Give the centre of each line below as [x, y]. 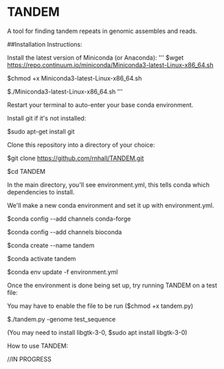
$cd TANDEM [26, 171]
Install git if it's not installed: [47, 118]
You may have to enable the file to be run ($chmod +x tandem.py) [100, 306]
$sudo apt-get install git [41, 131]
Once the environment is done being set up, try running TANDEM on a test [112, 285]
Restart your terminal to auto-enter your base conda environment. [100, 104]
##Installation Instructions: [45, 44]
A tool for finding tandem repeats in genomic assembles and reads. [102, 31]
